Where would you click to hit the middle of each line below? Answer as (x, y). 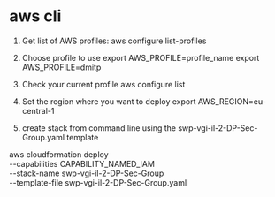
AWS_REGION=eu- (232, 101)
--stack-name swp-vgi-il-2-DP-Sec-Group (87, 173)
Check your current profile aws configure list (103, 84)
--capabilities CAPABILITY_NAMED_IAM (82, 163)
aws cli (35, 16)
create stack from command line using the (99, 128)
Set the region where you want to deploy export (109, 101)
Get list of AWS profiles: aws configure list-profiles (114, 41)
